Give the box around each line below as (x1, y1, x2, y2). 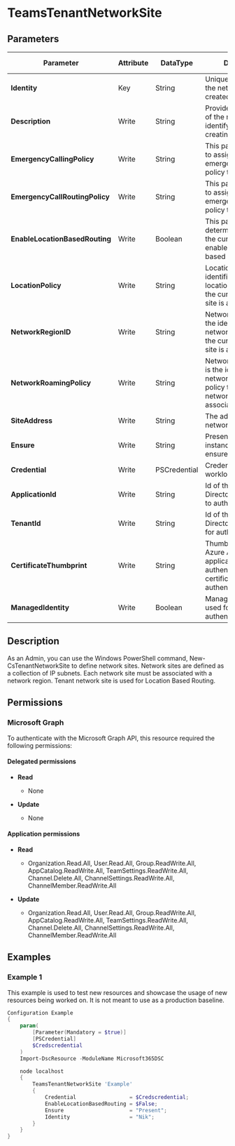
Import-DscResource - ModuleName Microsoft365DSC (20, 1055, 164, 1062)
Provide (205, 103, 231, 113)
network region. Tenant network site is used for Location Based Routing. (7, 676, 215, 685)
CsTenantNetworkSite (7, 661, 70, 670)
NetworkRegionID (10, 327, 71, 336)
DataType (160, 58, 194, 67)
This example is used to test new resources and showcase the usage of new (7, 988, 227, 996)
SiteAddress (10, 416, 52, 426)
